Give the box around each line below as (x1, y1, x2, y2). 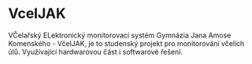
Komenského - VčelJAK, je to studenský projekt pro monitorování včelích (8, 38, 245, 48)
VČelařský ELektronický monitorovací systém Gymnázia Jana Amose (8, 30, 232, 40)
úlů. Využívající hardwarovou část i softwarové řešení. (8, 47, 183, 56)
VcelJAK (8, 5, 66, 23)
